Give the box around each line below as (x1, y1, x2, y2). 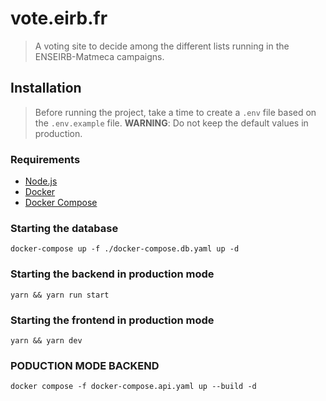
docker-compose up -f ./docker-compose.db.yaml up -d (10, 244, 240, 254)
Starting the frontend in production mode (10, 313, 215, 327)
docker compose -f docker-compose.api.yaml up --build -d (10, 382, 257, 392)
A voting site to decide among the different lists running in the (34, 40, 290, 52)
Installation (10, 80, 82, 97)
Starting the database (10, 221, 119, 235)
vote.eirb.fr (10, 7, 108, 30)
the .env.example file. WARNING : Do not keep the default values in (34, 117, 309, 129)
